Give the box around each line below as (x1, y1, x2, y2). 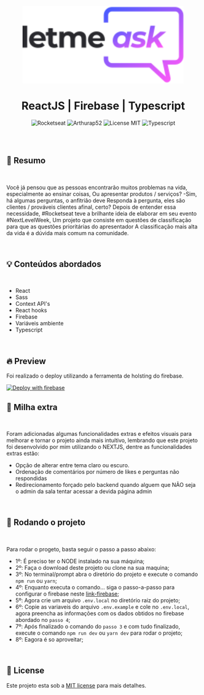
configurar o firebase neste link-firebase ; (15, 590, 120, 597)
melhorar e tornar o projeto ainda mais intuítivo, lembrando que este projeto (6, 437, 198, 444)
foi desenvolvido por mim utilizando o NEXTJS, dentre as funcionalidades (6, 443, 192, 450)
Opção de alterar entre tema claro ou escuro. (15, 461, 130, 468)
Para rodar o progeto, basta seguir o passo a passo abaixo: (6, 545, 157, 553)
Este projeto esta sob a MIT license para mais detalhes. (6, 681, 146, 689)
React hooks (15, 306, 47, 314)
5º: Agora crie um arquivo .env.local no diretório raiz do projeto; (15, 596, 180, 604)
